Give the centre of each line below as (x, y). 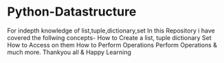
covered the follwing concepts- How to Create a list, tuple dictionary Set (109, 37)
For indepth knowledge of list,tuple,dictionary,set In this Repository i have (111, 30)
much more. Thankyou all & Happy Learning (69, 52)
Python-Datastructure (72, 12)
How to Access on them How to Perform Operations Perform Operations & (112, 45)
